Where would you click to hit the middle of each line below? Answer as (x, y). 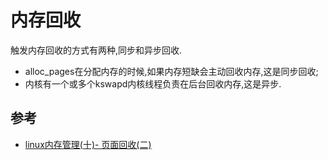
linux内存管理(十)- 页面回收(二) (88, 144)
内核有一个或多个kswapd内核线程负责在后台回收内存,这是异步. (153, 83)
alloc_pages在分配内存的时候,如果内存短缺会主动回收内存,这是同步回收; (171, 71)
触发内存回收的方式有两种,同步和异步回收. (96, 50)
